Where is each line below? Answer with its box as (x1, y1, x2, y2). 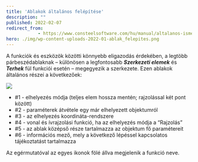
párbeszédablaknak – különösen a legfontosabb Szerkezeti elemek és (6, 59, 177, 66)
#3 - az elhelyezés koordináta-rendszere (14, 113, 114, 119)
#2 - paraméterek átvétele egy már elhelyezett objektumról (14, 106, 158, 113)
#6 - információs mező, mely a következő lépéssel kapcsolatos (14, 131, 168, 138)
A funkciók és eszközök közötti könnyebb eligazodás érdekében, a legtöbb (6, 53, 188, 59)
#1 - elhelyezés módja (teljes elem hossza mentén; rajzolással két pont (14, 94, 186, 101)
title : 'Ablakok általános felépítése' (6, 8, 104, 15)
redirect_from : (6, 25, 44, 31)
